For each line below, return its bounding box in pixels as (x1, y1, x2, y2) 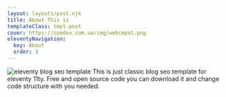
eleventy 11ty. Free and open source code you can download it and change (7, 74, 220, 83)
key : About (13, 42, 45, 49)
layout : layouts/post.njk (7, 10, 81, 17)
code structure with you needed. (7, 82, 100, 90)
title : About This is (7, 17, 70, 23)
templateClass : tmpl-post (7, 23, 81, 30)
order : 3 (13, 49, 39, 56)
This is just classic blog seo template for (92, 67, 207, 76)
